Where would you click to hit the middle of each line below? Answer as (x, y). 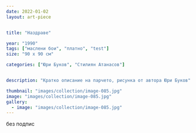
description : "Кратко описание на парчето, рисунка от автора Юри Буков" (99, 80)
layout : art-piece (29, 17)
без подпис (21, 124)
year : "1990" (22, 43)
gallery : (17, 102)
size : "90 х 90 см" (30, 54)
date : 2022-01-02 (27, 11)
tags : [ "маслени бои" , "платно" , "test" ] (58, 49)
